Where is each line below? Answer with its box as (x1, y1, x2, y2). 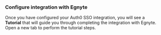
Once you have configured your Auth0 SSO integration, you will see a (5, 15, 145, 21)
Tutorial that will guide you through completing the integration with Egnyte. (5, 20, 157, 25)
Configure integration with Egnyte (5, 4, 88, 11)
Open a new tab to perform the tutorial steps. (5, 25, 96, 31)
